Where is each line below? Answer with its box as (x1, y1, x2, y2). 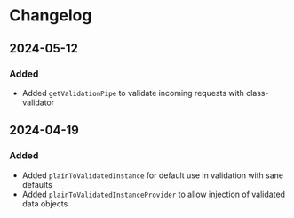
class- (245, 87, 269, 98)
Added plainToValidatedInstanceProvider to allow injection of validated (21, 189, 286, 199)
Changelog (9, 5, 92, 26)
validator (21, 97, 55, 108)
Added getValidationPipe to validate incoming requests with (21, 87, 244, 98)
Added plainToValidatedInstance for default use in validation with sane (21, 170, 284, 181)
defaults (21, 179, 53, 190)
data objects (21, 198, 68, 209)
